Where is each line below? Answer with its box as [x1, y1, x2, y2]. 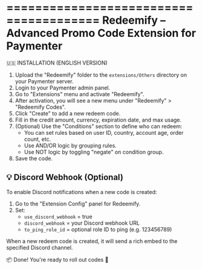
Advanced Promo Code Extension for [6, 27, 197, 40]
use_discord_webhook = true [24, 213, 93, 220]
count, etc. [24, 135, 51, 143]
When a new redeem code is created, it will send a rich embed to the [6, 237, 178, 245]
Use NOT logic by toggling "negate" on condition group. [24, 148, 164, 155]
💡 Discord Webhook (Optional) [6, 172, 124, 183]
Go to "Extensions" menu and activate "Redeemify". [15, 90, 145, 97]
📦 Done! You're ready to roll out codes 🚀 [6, 256, 109, 263]
